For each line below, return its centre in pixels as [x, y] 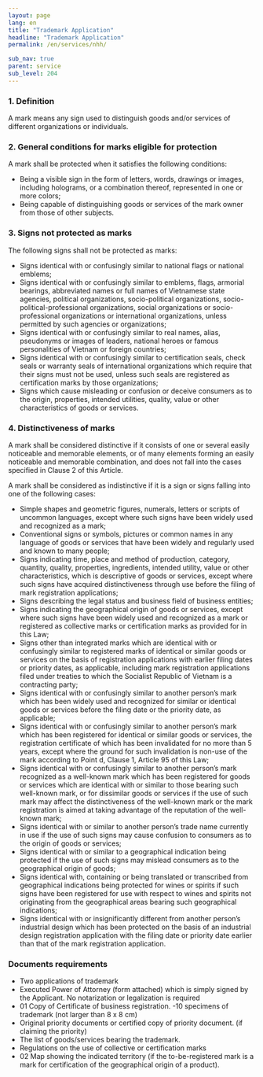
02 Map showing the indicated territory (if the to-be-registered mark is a [137, 1057]
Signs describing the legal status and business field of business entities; [136, 601]
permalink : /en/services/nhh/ [58, 45]
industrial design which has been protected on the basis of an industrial [135, 927]
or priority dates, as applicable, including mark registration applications [135, 668]
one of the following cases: [52, 493]
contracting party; [49, 684]
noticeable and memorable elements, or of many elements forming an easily [131, 453]
